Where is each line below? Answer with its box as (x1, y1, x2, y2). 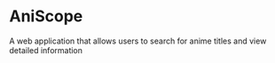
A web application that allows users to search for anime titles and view (9, 35, 267, 46)
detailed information (9, 44, 82, 55)
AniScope (9, 6, 83, 27)
